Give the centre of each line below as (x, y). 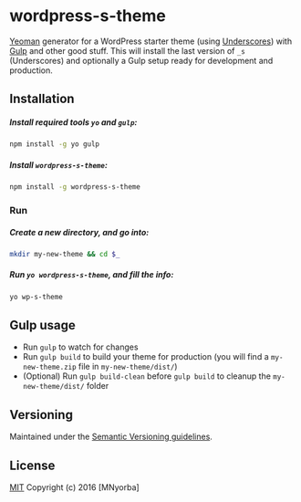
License (32, 465)
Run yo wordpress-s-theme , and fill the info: (92, 275)
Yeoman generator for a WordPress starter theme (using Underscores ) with (151, 41)
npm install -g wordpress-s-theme (75, 187)
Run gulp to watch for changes (80, 347)
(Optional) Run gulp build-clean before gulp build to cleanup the (147, 376)
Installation (42, 99)
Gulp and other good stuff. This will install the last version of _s (128, 50)
